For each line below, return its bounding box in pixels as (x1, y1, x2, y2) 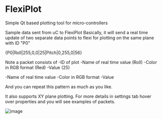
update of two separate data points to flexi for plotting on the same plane (5, 35, 155, 41)
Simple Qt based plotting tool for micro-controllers (5, 20, 108, 26)
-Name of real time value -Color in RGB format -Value (5, 74, 114, 80)
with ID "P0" (5, 40, 31, 46)
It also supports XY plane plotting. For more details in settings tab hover (5, 93, 152, 99)
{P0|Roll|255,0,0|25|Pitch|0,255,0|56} (5, 50, 82, 56)
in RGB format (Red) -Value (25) (5, 64, 70, 70)
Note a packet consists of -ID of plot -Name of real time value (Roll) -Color (5, 59, 157, 65)
